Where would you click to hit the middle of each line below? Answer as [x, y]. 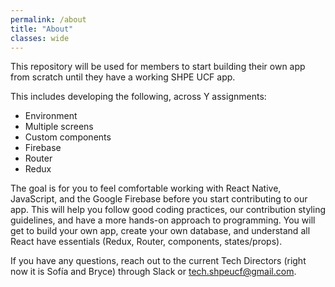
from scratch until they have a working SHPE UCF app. [123, 77]
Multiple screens [59, 127]
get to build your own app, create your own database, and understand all [160, 231]
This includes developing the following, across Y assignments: [138, 97]
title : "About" [42, 29]
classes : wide [40, 38]
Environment [51, 116]
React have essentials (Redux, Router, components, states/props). [146, 242]
